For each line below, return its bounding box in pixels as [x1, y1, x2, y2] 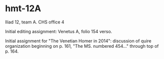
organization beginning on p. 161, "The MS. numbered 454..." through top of [5, 43, 159, 49]
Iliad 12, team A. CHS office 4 [5, 19, 65, 25]
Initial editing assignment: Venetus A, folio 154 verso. [5, 28, 112, 34]
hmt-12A [5, 3, 41, 14]
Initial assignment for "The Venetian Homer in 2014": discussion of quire [5, 38, 152, 44]
